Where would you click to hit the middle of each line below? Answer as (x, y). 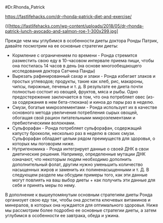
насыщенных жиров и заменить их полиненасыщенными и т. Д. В (81, 170)
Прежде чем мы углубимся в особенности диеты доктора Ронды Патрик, (82, 41)
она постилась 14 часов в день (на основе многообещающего (77, 66)
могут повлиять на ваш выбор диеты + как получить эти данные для (84, 180)
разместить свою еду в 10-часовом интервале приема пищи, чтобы (83, 60)
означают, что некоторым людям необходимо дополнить (72, 159)
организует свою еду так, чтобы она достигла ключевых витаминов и (78, 200)
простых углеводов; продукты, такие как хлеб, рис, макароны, (78, 81)
